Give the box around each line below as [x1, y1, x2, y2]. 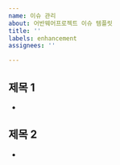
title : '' [8, 27, 42, 35]
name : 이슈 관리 [8, 11, 56, 20]
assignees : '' [8, 42, 56, 50]
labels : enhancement [8, 34, 78, 43]
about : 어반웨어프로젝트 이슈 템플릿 [8, 19, 113, 27]
